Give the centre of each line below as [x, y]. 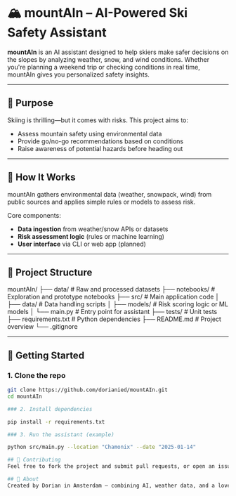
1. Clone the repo [37, 375]
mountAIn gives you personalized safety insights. [78, 74]
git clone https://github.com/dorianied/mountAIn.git [88, 390]
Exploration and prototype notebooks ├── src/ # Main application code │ [113, 297]
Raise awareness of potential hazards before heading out [100, 148]
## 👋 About [23, 479]
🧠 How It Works [41, 177]
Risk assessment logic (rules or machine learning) [91, 236]
